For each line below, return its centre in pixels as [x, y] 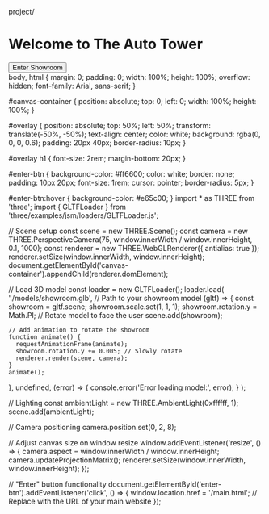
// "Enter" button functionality [57, 484]
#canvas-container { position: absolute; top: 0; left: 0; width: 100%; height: [132, 101]
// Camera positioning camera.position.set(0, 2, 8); [92, 427]
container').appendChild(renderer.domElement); [88, 274]
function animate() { [45, 337]
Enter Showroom [38, 67]
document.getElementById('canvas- [69, 265]
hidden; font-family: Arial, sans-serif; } [72, 86]
